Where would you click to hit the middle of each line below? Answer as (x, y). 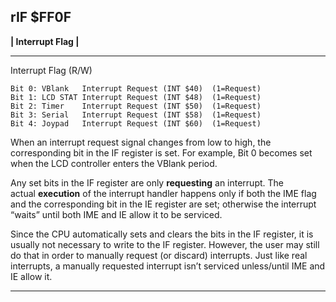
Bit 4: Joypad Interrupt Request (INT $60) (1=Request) (136, 123)
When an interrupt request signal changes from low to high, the (141, 142)
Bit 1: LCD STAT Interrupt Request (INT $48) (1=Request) (136, 97)
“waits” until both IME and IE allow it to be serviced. (116, 214)
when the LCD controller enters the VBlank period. (114, 163)
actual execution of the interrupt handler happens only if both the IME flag (163, 193)
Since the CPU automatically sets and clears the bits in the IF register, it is (162, 234)
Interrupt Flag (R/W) (51, 70)
